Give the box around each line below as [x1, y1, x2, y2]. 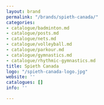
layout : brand [6, 8, 41, 15]
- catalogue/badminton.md [6, 25, 69, 31]
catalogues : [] [6, 80, 43, 86]
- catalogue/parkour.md [6, 47, 65, 53]
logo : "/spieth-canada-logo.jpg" [6, 69, 88, 74]
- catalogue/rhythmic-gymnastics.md [6, 57, 96, 63]
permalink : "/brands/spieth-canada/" [6, 14, 99, 20]
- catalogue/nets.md [6, 36, 57, 42]
